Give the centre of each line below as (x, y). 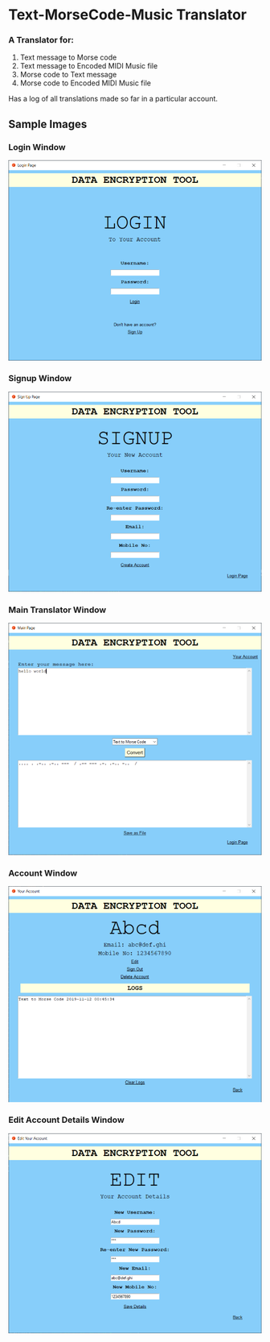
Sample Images (48, 124)
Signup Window (40, 379)
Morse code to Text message (68, 75)
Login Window (37, 147)
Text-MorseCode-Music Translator (128, 15)
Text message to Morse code (68, 57)
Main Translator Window (57, 610)
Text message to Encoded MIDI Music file (89, 66)
